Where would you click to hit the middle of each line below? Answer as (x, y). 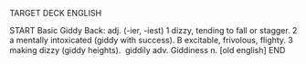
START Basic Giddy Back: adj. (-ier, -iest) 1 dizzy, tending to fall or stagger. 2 (153, 30)
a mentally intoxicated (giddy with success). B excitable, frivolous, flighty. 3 (152, 40)
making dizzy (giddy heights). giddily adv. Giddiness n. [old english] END (148, 50)
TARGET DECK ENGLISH (56, 13)
